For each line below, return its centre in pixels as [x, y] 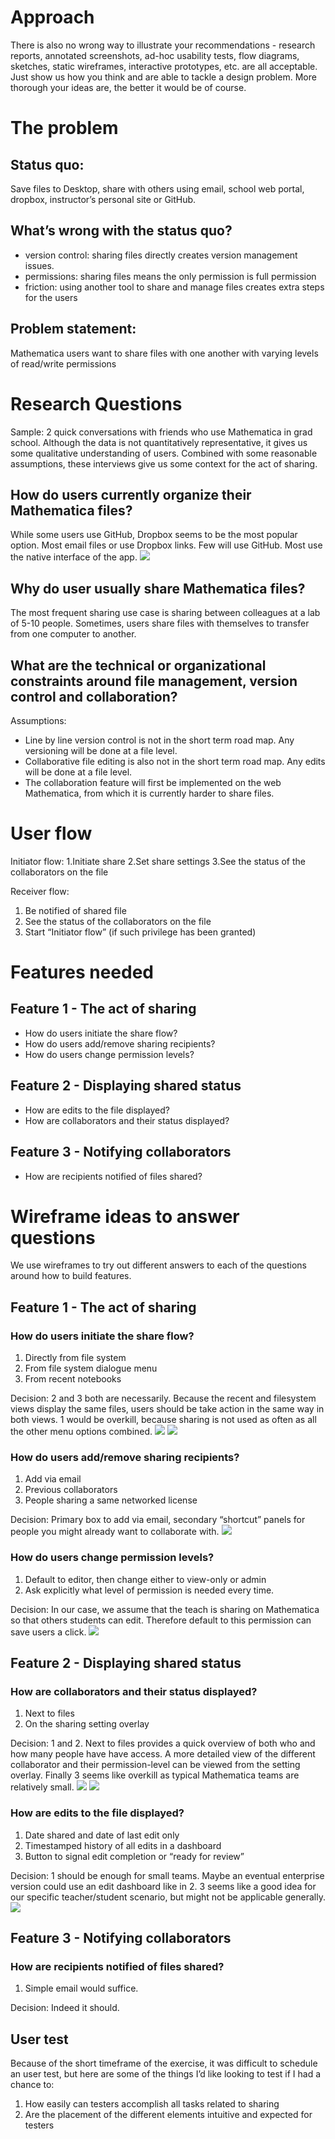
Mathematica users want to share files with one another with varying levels [164, 353]
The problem [64, 128]
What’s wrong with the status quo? [121, 231]
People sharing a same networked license [111, 1500]
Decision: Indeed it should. [65, 2008]
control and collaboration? [94, 696]
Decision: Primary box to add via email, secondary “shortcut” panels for [158, 1520]
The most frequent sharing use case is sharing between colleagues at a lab [165, 613]
